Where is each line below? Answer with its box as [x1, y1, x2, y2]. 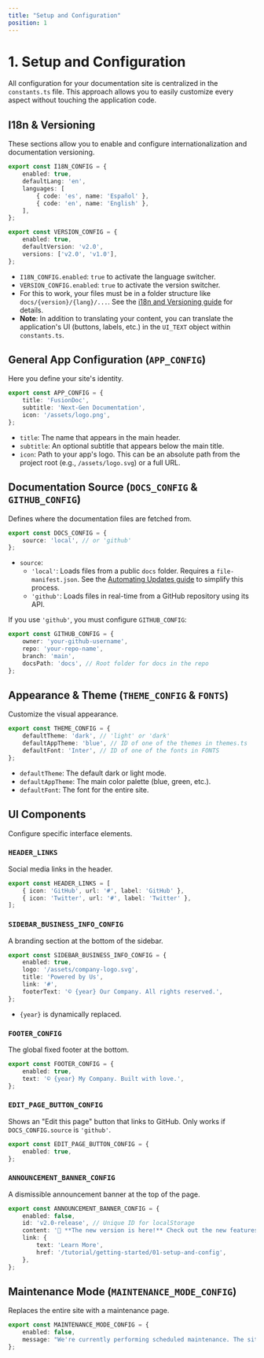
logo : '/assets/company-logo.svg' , [22, 966, 139, 974]
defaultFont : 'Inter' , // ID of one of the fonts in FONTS [22, 746, 220, 754]
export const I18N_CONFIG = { [8, 163, 108, 171]
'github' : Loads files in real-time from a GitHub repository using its [31, 591, 249, 601]
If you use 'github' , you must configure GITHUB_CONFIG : [8, 615, 187, 624]
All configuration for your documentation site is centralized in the [8, 79, 218, 88]
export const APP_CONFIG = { [8, 389, 104, 398]
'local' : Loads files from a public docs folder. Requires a [31, 566, 214, 575]
